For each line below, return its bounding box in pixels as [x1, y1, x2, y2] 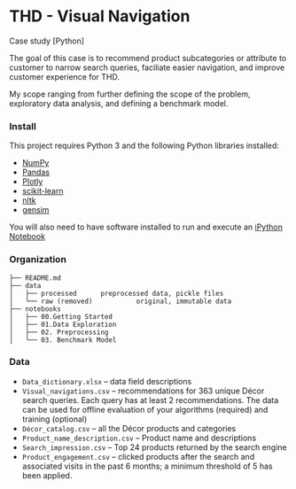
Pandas [21, 167, 51, 178]
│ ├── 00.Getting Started [9, 312, 113, 321]
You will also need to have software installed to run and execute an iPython [9, 221, 284, 232]
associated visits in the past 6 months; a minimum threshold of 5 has [21, 461, 273, 471]
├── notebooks [9, 304, 62, 314]
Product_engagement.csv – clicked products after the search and [21, 451, 255, 462]
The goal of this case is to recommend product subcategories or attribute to [9, 52, 286, 63]
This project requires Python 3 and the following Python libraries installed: [9, 140, 279, 151]
